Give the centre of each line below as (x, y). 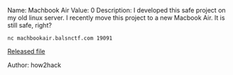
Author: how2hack (34, 65)
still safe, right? (29, 25)
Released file (26, 51)
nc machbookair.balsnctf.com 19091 (60, 38)
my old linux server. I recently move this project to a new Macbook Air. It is (116, 18)
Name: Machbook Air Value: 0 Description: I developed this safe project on (116, 10)
